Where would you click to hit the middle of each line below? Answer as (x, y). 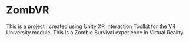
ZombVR (28, 10)
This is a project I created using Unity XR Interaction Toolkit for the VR (91, 26)
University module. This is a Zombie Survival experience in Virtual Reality (95, 32)
